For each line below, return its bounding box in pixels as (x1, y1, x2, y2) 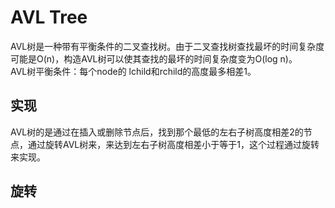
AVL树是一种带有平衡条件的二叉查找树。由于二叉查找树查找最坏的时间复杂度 (10, 40, 325, 52)
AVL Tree (10, 6, 88, 29)
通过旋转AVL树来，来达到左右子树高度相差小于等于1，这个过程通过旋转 (27, 138, 320, 150)
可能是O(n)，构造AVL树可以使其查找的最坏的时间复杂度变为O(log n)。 (10, 52, 298, 65)
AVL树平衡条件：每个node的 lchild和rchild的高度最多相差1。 (10, 65, 257, 77)
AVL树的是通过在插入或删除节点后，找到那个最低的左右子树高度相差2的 (10, 126, 304, 138)
